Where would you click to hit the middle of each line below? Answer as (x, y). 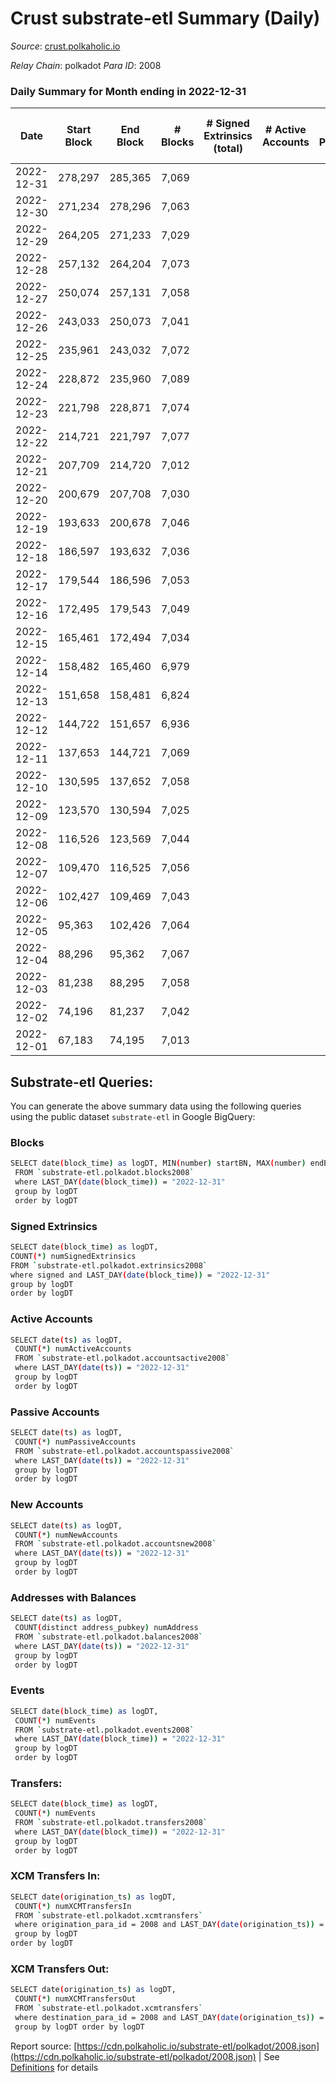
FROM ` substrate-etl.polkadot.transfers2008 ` (111, 1823)
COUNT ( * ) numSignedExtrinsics (73, 1256)
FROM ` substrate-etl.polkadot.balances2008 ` (108, 1637)
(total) (228, 149)
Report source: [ (44, 2046)
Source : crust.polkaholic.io (65, 46)
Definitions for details (54, 2067)
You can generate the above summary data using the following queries (156, 1106)
